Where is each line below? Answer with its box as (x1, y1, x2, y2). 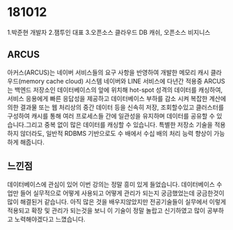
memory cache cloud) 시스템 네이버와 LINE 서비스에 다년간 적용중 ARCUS (20, 77, 225, 85)
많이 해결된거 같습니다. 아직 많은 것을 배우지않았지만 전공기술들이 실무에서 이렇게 (7, 197, 227, 206)
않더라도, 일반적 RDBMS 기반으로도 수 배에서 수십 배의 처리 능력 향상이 (19, 129, 212, 137)
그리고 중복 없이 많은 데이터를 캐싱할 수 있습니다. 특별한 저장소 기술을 (25, 120, 214, 129)
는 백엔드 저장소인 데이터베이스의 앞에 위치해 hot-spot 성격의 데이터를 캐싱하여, (7, 85, 223, 94)
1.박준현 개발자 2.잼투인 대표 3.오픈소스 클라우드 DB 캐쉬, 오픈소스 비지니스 (7, 28, 211, 36)
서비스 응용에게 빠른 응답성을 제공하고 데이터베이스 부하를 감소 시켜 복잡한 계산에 (7, 94, 227, 102)
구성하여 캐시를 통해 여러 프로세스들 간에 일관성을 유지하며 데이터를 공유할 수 (7, 112, 216, 120)
